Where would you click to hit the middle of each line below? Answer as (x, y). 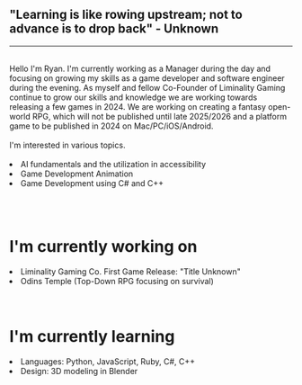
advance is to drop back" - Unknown (114, 29)
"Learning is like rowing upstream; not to (126, 15)
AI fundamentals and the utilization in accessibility (114, 164)
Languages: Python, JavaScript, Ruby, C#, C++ (108, 361)
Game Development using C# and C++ (93, 183)
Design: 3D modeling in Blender (80, 371)
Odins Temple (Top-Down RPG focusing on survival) (117, 281)
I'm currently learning (92, 336)
